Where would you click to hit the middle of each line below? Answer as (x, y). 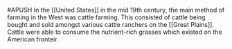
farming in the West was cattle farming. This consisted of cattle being (106, 17)
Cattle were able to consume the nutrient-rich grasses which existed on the (115, 32)
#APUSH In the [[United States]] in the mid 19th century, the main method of (116, 10)
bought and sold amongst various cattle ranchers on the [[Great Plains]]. (111, 24)
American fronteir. (33, 39)
